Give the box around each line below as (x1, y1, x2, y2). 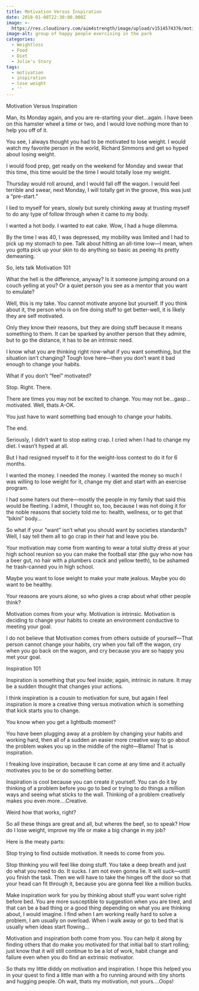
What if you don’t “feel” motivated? (6, 372, 92, 379)
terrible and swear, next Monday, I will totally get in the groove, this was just (6, 186, 191, 193)
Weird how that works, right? (6, 808, 76, 816)
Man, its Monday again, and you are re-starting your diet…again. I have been (6, 114, 193, 121)
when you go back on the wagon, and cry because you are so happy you (6, 647, 184, 654)
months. (6, 460, 27, 467)
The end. (6, 424, 28, 432)
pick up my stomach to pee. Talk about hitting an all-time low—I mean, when (6, 240, 192, 247)
